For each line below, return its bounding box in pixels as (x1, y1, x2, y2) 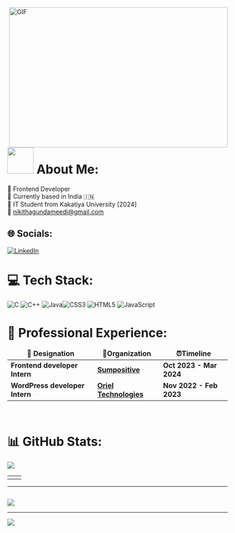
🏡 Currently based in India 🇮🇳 (7, 192, 95, 201)
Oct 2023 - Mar (163, 360, 218, 370)
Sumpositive (97, 365, 141, 375)
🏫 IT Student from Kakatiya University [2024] (7, 200, 137, 208)
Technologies (97, 389, 144, 399)
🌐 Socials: (7, 228, 53, 240)
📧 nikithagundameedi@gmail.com (7, 207, 104, 216)
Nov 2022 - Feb (163, 381, 218, 391)
